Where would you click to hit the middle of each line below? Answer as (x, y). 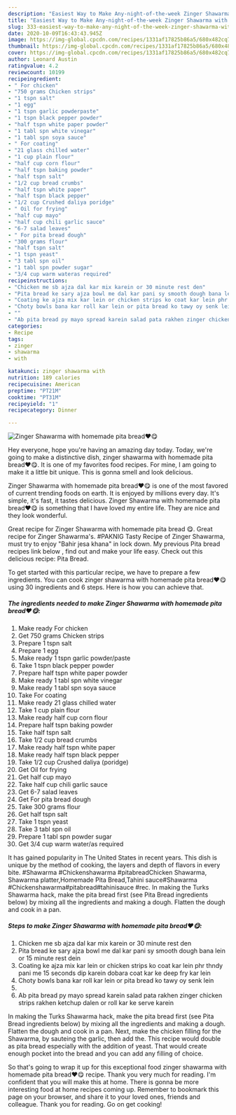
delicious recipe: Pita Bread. (48, 559)
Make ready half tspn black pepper (69, 755)
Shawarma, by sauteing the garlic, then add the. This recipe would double (114, 1039)
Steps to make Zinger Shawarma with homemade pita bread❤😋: (105, 925)
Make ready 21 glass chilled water (67, 703)
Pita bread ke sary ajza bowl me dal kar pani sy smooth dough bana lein (122, 951)
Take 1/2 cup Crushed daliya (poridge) (73, 762)
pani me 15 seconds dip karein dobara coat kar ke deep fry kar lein (114, 973)
